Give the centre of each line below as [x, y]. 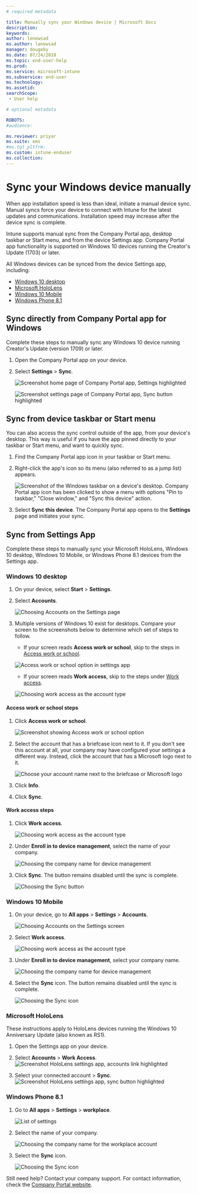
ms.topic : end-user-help [36, 60]
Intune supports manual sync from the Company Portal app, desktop [89, 234]
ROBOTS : [16, 120]
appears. [25, 475]
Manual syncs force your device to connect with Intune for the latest [89, 210]
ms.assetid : [21, 88]
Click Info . [27, 785]
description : [22, 28]
